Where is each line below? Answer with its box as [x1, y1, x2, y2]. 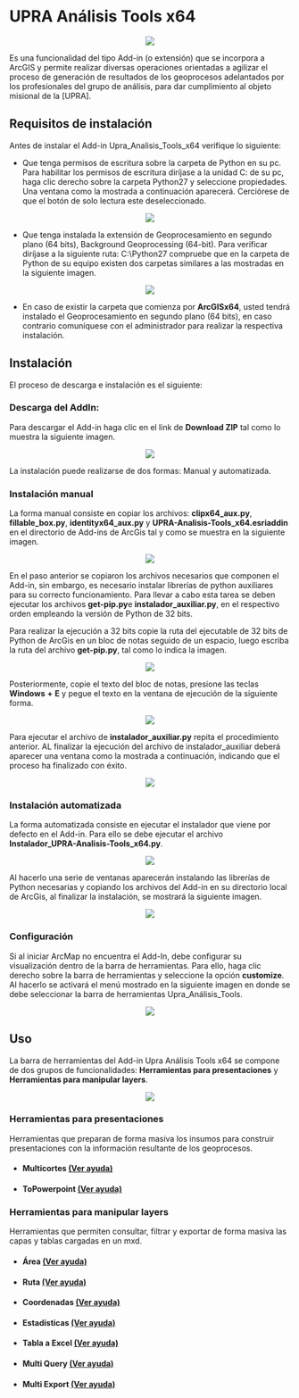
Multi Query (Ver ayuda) [21, 1358, 114, 1369]
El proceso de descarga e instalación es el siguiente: [9, 379, 203, 390]
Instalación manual [9, 487, 94, 500]
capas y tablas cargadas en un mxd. [9, 1236, 143, 1246]
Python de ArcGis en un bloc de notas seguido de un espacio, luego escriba [9, 636, 289, 646]
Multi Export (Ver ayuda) [21, 1378, 116, 1389]
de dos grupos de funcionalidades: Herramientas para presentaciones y [9, 1064, 278, 1075]
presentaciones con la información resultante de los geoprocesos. [9, 1143, 253, 1153]
